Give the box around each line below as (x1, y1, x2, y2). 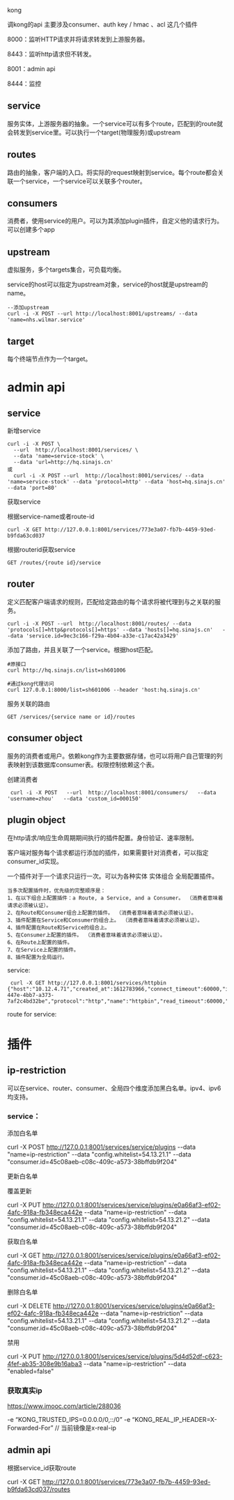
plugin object (7, 814, 66, 826)
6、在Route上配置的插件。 (7, 938, 73, 946)
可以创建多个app (7, 226, 56, 234)
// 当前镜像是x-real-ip (54, 1424, 117, 1432)
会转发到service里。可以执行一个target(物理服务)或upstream (7, 128, 181, 137)
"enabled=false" (7, 1367, 54, 1375)
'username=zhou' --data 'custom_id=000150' (7, 795, 141, 802)
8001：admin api (7, 65, 56, 72)
